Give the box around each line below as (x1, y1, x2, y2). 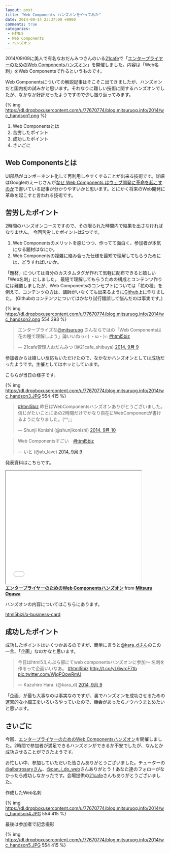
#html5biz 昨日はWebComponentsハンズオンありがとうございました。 (17, 403, 165, 410)
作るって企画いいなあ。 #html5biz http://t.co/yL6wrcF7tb (17, 666, 137, 672)
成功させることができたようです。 (5, 749, 76, 755)
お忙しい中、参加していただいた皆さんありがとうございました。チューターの (5, 760, 165, 765)
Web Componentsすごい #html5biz (17, 438, 94, 444)
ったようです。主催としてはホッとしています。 (5, 361, 103, 367)
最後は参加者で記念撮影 (5, 821, 54, 827)
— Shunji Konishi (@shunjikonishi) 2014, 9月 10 (17, 427, 116, 433)
